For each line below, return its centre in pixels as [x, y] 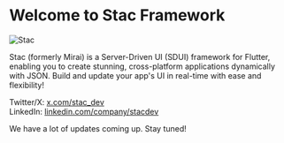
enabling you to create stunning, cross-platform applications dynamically [142, 66]
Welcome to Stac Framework [117, 15]
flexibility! [27, 85]
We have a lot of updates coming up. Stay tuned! [98, 128]
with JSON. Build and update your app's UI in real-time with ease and [135, 75]
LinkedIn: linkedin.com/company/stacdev [84, 111]
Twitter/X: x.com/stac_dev [57, 102]
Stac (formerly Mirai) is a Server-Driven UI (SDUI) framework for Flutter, [140, 56]
